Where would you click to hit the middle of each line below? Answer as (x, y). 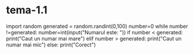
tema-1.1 (27, 10)
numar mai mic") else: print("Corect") (51, 45)
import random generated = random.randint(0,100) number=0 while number (97, 26)
